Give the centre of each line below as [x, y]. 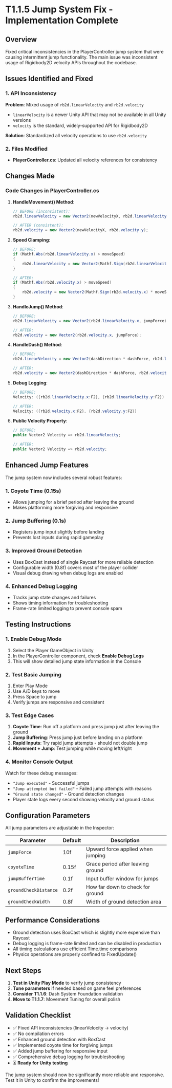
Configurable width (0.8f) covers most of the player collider [75, 567]
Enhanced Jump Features [47, 465]
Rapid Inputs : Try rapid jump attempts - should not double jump [80, 743]
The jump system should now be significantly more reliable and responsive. [85, 1075]
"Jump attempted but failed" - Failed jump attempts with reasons [82, 788]
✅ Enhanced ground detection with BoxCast [59, 1039]
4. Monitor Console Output [39, 762]
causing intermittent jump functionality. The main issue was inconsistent [81, 57]
